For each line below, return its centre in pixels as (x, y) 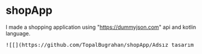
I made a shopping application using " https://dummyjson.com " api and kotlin (101, 27)
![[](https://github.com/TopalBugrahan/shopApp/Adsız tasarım (100, 45)
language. (18, 33)
